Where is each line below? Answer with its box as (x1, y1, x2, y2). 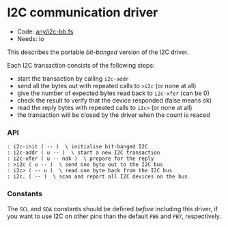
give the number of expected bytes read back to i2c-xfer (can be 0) (16, 89, 210, 97)
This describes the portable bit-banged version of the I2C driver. (7, 48, 189, 56)
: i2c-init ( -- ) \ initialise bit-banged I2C (7, 144, 148, 150)
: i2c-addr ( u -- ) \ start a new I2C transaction (7, 149, 160, 157)
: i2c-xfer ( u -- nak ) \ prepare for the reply (7, 155, 154, 162)
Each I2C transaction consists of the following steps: (7, 61, 155, 69)
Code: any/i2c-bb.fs (16, 27, 74, 36)
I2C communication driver (7, 5, 158, 21)
